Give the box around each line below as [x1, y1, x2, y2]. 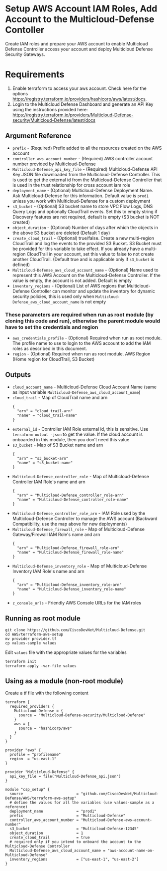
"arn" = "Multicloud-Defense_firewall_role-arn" [17, 545, 120, 551]
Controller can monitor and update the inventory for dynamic [30, 288, 156, 294]
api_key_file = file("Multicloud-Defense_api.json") [9, 774, 121, 779]
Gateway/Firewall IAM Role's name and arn [12, 531, 100, 537]
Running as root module [5, 614, 81, 623]
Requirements [5, 69, 65, 80]
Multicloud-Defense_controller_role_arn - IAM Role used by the [12, 510, 146, 516]
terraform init [5, 659, 37, 664]
